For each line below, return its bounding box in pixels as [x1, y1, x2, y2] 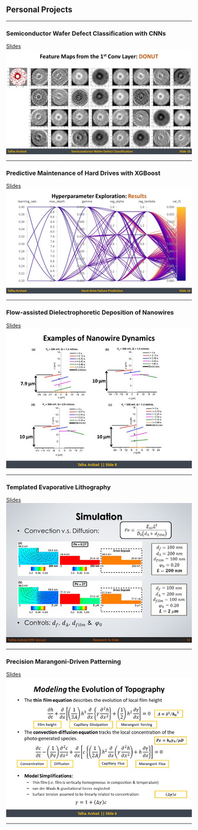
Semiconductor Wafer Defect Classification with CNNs [6, 29, 166, 37]
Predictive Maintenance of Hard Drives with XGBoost [6, 168, 161, 177]
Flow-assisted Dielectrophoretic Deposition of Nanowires [6, 309, 174, 317]
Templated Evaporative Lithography [6, 483, 111, 491]
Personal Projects [6, 5, 72, 15]
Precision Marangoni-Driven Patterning [6, 657, 121, 666]
